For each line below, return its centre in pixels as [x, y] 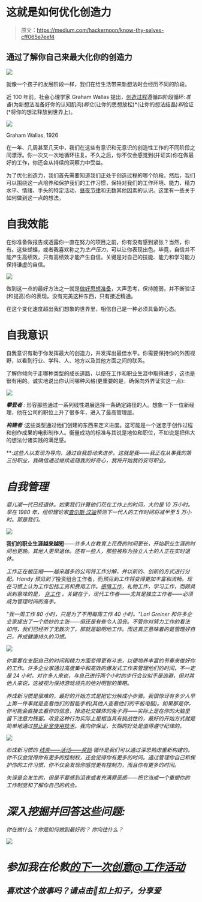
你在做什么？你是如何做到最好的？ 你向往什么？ [65, 829]
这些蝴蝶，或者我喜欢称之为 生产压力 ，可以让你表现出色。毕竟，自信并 [103, 249]
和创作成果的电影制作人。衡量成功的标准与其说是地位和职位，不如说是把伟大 [101, 432]
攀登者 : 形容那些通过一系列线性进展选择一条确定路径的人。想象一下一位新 [98, 404]
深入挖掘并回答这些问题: [66, 811]
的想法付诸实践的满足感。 [38, 440]
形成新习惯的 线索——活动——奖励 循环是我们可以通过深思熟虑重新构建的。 [100, 750]
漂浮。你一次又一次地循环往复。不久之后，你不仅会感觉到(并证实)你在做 [100, 155]
